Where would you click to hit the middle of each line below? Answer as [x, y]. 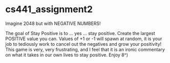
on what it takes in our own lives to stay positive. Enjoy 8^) [67, 55]
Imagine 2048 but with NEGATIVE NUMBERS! [53, 23]
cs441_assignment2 [49, 9]
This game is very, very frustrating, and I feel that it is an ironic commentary [85, 49]
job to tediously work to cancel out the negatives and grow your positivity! [83, 44]
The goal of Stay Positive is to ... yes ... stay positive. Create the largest [80, 33]
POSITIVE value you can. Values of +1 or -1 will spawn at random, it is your [84, 39]
